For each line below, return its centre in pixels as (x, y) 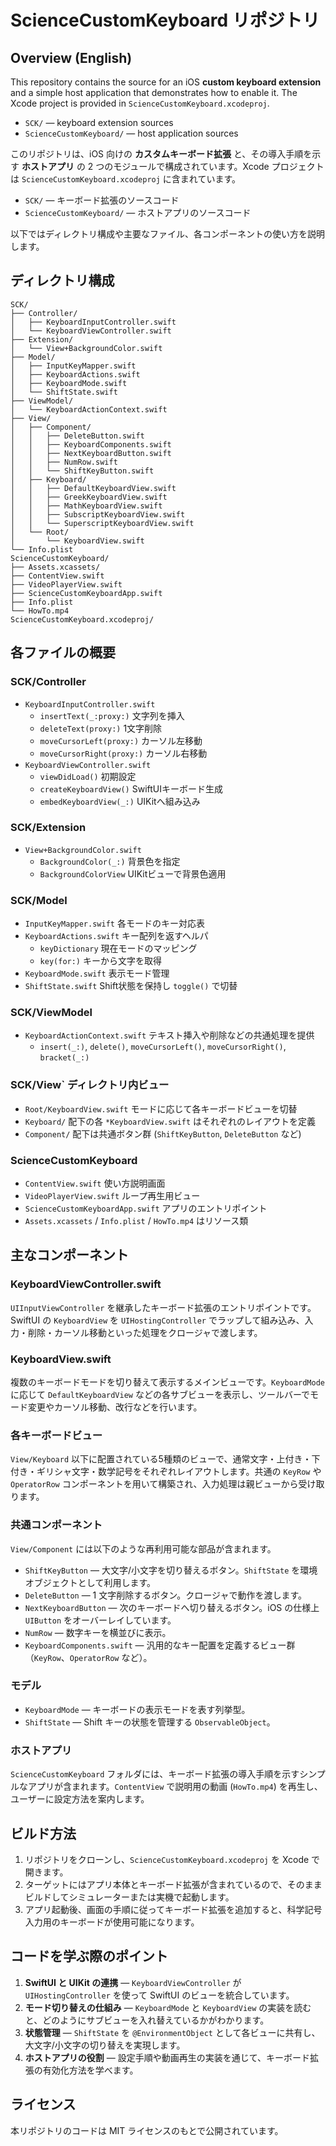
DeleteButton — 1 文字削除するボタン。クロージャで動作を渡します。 (165, 1595)
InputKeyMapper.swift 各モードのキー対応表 (114, 923)
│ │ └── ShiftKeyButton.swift (82, 471)
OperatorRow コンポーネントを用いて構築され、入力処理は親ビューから (154, 1484)
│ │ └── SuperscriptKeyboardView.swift (102, 523)
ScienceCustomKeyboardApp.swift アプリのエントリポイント (146, 1208)
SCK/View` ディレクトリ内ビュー (90, 1085)
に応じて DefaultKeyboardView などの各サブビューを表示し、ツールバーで (160, 1394)
